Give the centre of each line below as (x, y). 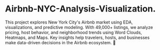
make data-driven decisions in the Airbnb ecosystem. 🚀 (60, 42)
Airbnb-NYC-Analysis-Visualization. (80, 9)
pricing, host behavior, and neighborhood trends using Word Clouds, (73, 32)
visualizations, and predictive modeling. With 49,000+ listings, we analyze (79, 27)
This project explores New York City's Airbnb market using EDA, (69, 22)
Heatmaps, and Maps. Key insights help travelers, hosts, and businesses (77, 37)
